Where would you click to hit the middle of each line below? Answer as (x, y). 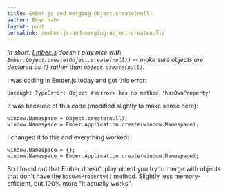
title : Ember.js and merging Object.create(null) (80, 13)
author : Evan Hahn (34, 20)
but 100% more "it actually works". (83, 184)
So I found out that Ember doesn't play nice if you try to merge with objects (114, 169)
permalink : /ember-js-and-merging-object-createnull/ (86, 33)
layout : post (26, 26)
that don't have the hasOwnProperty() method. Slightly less (90, 176)
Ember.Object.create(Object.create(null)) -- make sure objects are (105, 60)
